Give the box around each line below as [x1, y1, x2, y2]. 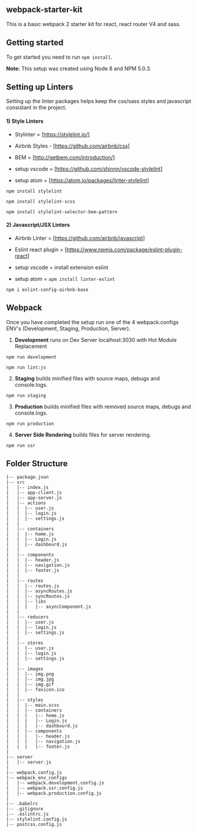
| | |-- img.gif [6, 681, 54, 688]
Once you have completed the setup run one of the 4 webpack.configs [6, 318, 179, 325]
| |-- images [6, 666, 44, 672]
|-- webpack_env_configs [6, 775, 67, 781]
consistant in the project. [6, 104, 67, 111]
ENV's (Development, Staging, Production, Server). [6, 325, 131, 332]
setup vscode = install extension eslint [14, 264, 108, 271]
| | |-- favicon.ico [6, 687, 65, 693]
